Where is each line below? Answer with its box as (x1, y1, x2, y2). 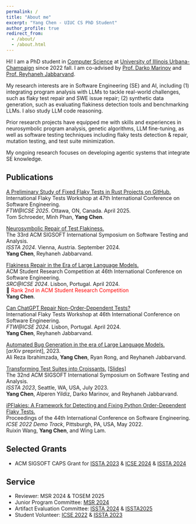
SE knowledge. (6, 155, 43, 162)
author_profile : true (6, 25, 60, 31)
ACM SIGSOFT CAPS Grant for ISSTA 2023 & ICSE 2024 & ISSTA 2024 (14, 459, 187, 467)
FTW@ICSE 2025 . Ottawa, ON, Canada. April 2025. (6, 207, 131, 214)
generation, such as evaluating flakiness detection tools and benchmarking (6, 101, 189, 108)
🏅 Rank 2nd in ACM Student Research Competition (6, 287, 129, 294)
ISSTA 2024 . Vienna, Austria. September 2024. (6, 243, 120, 250)
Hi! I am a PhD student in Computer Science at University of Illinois (6, 57, 168, 65)
